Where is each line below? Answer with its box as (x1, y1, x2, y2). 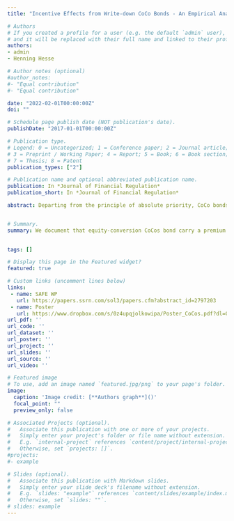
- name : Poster (10, 304, 54, 311)
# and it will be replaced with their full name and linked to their (7, 36, 214, 42)
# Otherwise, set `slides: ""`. (7, 497, 108, 504)
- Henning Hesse (7, 55, 54, 63)
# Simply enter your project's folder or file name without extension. (7, 433, 226, 440)
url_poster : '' (7, 336, 52, 343)
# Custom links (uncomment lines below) (7, 278, 127, 285)
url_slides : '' (7, 349, 52, 356)
